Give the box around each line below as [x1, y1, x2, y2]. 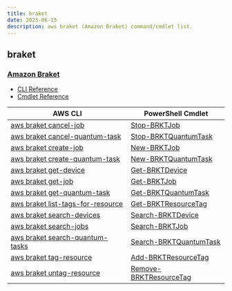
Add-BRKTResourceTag [130, 253, 209, 263]
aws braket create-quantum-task [10, 154, 121, 164]
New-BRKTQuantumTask [130, 154, 213, 164]
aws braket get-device [10, 165, 85, 175]
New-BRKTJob [130, 143, 180, 153]
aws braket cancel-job [10, 120, 85, 130]
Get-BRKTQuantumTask [130, 188, 209, 198]
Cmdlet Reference [17, 93, 69, 101]
